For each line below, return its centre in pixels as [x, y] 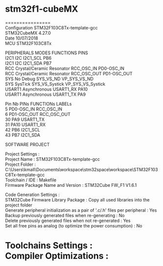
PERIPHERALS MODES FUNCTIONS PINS [47, 53]
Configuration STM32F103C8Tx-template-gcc [51, 27]
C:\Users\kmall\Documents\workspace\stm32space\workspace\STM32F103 [81, 169]
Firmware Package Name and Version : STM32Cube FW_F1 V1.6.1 [71, 185]
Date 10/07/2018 [22, 38]
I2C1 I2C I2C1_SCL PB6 [28, 58]
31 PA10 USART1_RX [25, 124]
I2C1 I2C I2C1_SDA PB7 [28, 63]
